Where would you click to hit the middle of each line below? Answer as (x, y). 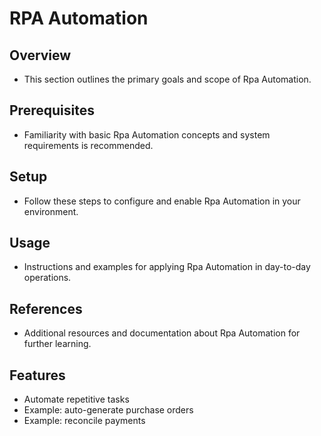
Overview (40, 55)
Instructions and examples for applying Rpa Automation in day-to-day (167, 267)
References (46, 308)
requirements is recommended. (88, 145)
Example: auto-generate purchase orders (108, 410)
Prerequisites (52, 110)
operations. (47, 278)
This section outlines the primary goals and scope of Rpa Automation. (167, 79)
